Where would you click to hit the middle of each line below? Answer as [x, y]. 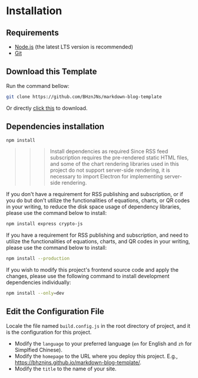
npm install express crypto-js [44, 224]
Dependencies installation [55, 127]
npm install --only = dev [35, 294]
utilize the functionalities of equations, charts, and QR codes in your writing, [98, 242]
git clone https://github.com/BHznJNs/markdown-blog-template [84, 97]
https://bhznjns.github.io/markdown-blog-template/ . [78, 362]
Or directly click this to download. [47, 108]
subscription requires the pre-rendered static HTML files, [119, 158]
